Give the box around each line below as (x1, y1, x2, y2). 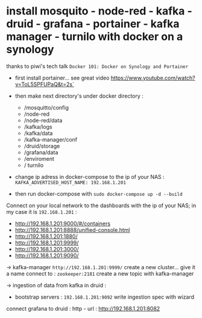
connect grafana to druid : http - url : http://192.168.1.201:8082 (6, 305, 160, 312)
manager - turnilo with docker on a (6, 30, 183, 43)
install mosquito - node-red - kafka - (6, 4, 193, 18)
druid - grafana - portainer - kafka (6, 17, 180, 31)
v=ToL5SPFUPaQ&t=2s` (14, 80, 74, 88)
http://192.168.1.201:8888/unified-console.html (14, 226, 130, 233)
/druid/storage (24, 142, 60, 149)
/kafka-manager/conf (24, 136, 78, 143)
